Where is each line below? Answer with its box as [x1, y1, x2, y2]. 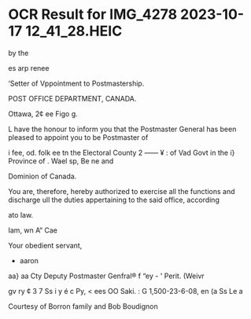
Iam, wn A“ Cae [8, 225, 57, 235]
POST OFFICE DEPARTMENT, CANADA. [8, 93, 137, 103]
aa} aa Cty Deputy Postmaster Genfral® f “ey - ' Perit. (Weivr [8, 271, 205, 280]
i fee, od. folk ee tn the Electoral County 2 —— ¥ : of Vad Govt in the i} [8, 148, 235, 157]
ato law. [8, 210, 34, 219]
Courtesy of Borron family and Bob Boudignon [8, 301, 159, 311]
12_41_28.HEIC [24, 22, 123, 40]
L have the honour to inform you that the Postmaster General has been [8, 124, 237, 134]
